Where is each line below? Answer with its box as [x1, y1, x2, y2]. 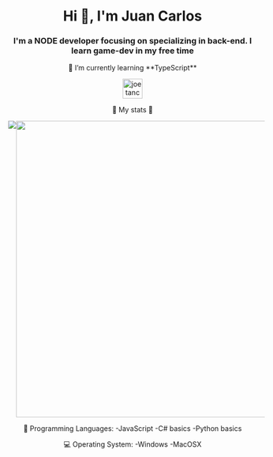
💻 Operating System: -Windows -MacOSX [63, 440, 202, 449]
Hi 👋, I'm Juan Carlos [62, 7, 203, 25]
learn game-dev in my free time [70, 45, 195, 56]
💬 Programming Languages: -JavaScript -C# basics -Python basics [23, 424, 242, 433]
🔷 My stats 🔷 [111, 105, 154, 115]
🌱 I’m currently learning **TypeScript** [68, 63, 197, 73]
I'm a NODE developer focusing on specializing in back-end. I [13, 36, 252, 47]
